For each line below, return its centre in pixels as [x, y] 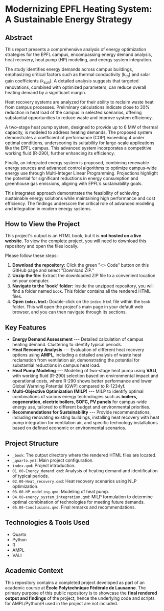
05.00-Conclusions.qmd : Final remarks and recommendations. [74, 507]
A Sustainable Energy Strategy [69, 19]
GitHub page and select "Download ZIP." [53, 270]
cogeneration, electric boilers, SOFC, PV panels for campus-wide [80, 402]
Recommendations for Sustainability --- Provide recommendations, [81, 412]
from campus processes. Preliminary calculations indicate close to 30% [78, 107]
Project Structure [32, 443]
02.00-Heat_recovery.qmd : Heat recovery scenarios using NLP [74, 481]
